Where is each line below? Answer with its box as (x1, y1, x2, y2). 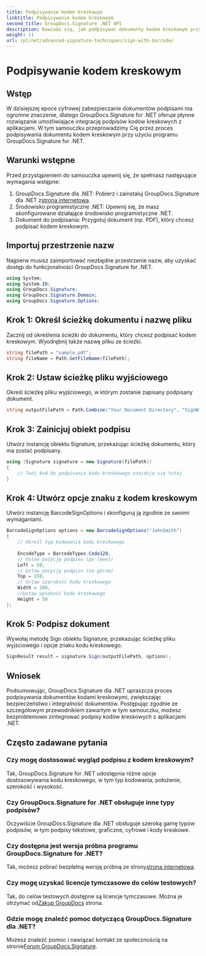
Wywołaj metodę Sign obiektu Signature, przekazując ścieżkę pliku (6, 635, 176, 643)
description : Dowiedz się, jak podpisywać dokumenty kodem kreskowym (6, 26, 188, 33)
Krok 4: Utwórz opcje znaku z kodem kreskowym (6, 493, 197, 503)
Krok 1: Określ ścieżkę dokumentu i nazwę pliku (6, 315, 192, 326)
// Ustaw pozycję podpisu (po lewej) (17, 556, 114, 562)
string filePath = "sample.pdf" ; (6, 350, 92, 356)
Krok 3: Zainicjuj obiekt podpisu (6, 424, 131, 434)
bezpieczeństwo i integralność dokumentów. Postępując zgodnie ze (6, 700, 178, 707)
